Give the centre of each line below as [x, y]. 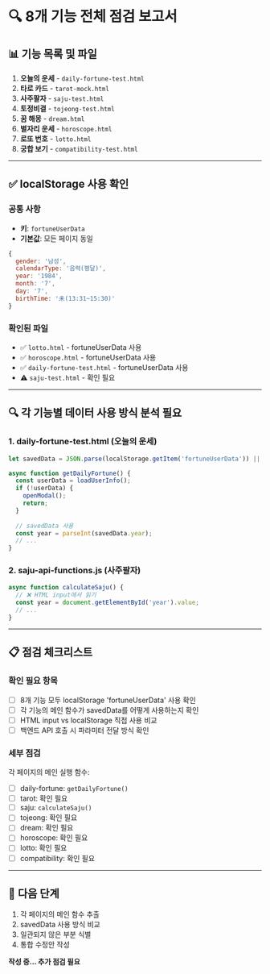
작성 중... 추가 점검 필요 [44, 962]
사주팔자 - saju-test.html [62, 98]
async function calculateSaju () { [66, 588]
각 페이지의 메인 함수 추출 [60, 914]
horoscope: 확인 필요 [54, 838]
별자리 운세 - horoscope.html [66, 129]
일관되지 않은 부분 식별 [55, 934]
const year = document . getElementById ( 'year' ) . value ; [107, 603]
